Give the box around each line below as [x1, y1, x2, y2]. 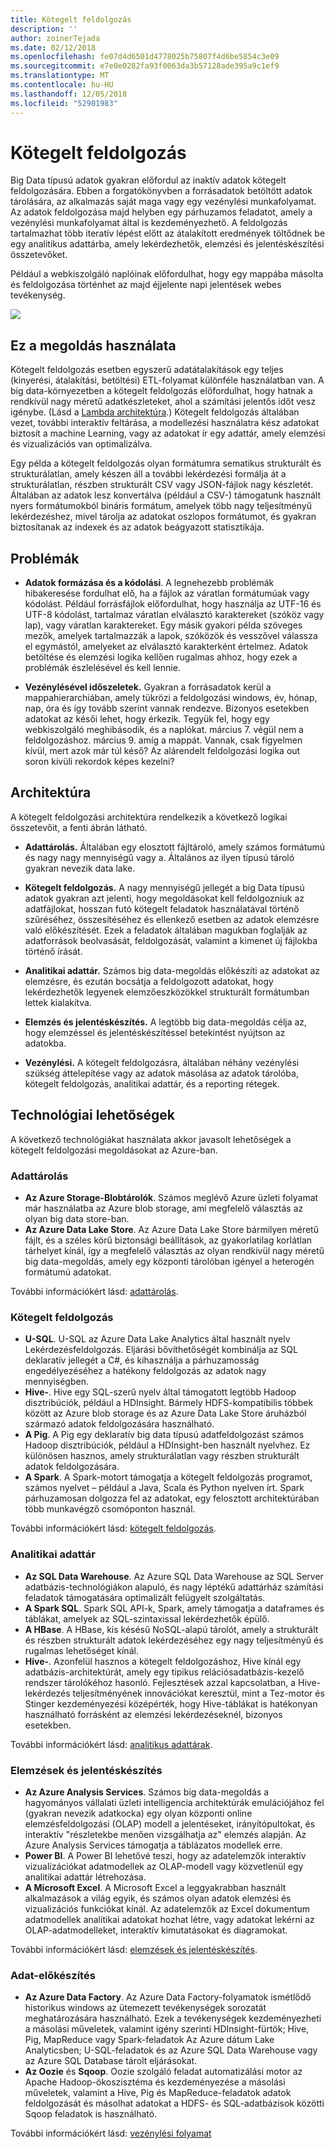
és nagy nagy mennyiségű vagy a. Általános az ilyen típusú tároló [24, 851, 295, 863]
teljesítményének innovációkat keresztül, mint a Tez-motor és [72, 1687, 325, 1699]
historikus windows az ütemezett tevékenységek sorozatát [24, 2002, 267, 2014]
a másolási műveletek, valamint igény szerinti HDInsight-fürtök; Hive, [24, 2023, 310, 2035]
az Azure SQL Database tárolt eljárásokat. [24, 2055, 198, 2067]
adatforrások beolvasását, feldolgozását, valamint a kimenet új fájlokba [24, 934, 318, 946]
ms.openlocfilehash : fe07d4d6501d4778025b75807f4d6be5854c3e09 [10, 52, 280, 62]
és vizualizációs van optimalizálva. [10, 438, 153, 450]
